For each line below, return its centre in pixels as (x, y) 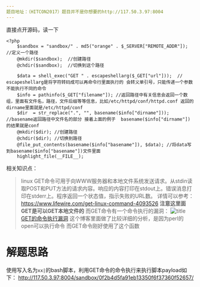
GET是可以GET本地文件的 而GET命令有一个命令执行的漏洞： (95, 211)
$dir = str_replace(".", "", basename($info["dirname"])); (93, 113)
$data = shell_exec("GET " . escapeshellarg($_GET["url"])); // (100, 75)
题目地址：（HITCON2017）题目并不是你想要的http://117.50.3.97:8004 (85, 12)
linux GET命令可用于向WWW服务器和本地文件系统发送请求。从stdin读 (107, 181)
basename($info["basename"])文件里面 (56, 151)
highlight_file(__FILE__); (50, 156)
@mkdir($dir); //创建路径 (47, 132)
